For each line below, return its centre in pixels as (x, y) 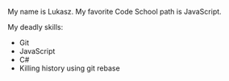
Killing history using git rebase (69, 68)
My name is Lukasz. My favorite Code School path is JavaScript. (115, 12)
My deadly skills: (35, 27)
